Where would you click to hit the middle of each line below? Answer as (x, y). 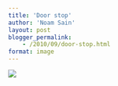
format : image (31, 52)
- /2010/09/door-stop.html (66, 45)
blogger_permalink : (40, 37)
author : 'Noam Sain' (42, 23)
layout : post (29, 30)
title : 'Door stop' (40, 15)
